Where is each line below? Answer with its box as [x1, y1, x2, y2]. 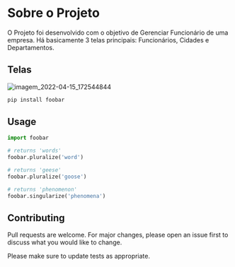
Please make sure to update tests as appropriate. [7, 252, 151, 261]
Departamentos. [7, 43, 55, 52]
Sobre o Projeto [7, 5, 101, 21]
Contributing [7, 212, 65, 224]
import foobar [7, 134, 50, 142]
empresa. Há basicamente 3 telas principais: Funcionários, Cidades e [7, 35, 210, 44]
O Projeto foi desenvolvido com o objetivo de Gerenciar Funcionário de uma [7, 28, 229, 37]
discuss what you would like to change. [7, 238, 122, 247]
